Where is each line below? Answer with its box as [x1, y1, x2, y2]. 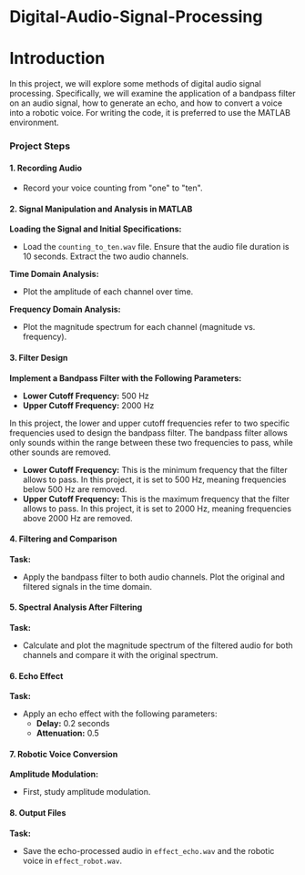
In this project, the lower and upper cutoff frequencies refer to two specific [9, 417, 290, 428]
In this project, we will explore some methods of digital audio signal [9, 78, 261, 89]
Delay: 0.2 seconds [36, 718, 110, 729]
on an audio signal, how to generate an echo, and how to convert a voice [9, 98, 283, 108]
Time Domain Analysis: [9, 269, 99, 280]
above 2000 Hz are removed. [22, 512, 134, 523]
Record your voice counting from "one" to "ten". [22, 182, 203, 193]
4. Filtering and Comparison [9, 533, 117, 544]
